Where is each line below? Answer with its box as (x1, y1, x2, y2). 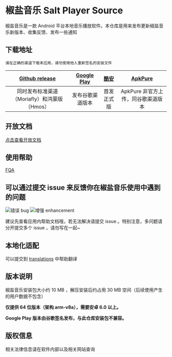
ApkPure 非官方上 (120, 88, 164, 95)
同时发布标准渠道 (17, 88, 58, 95)
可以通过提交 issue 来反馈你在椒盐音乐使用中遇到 (5, 183, 161, 192)
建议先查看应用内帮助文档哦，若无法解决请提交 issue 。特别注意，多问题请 (5, 219, 163, 225)
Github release (19, 75, 56, 82)
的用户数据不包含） (5, 293, 46, 299)
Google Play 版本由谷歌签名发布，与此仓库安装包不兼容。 (5, 315, 127, 321)
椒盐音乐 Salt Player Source (5, 5, 123, 16)
